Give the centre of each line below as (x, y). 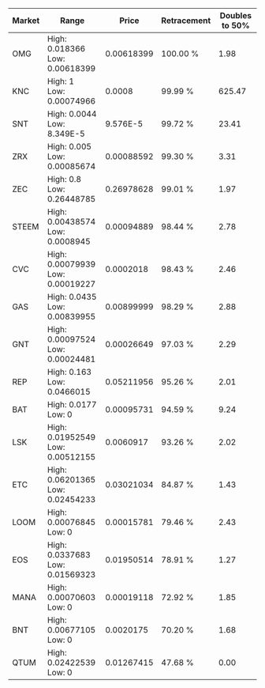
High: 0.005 (69, 147)
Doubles (236, 15)
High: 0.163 (69, 372)
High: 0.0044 (72, 114)
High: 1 (61, 81)
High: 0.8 (64, 179)
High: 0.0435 (72, 297)
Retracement (186, 21)
